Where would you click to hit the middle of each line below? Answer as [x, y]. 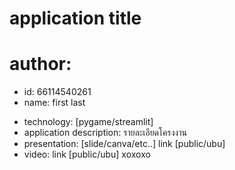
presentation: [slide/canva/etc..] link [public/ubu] [124, 144]
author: [40, 64]
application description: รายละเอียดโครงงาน [105, 133]
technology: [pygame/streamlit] [88, 122]
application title [75, 18]
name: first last [54, 103]
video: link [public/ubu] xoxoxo [87, 154]
